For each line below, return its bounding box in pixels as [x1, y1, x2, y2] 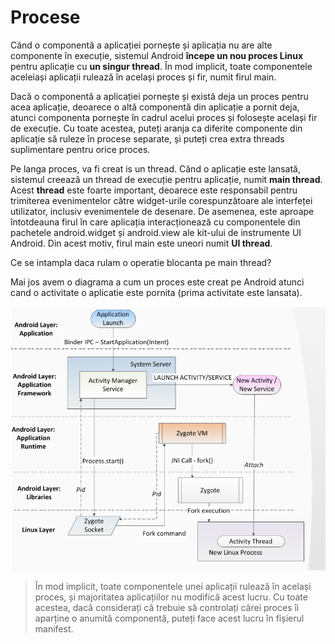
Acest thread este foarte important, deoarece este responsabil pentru [10, 184, 298, 196]
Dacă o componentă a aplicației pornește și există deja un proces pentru [10, 90, 309, 102]
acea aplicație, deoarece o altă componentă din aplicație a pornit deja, [10, 101, 300, 113]
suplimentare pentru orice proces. [10, 143, 151, 155]
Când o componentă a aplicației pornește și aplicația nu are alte [10, 39, 273, 51]
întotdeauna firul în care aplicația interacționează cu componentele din [10, 216, 301, 228]
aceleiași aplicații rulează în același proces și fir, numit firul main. [10, 71, 277, 83]
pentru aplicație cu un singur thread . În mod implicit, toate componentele [10, 60, 313, 72]
